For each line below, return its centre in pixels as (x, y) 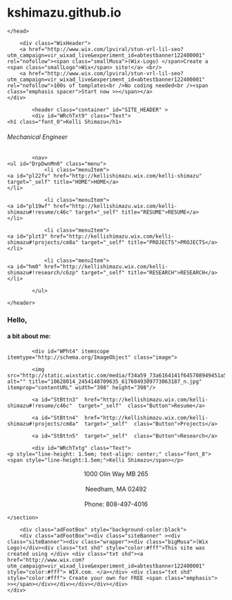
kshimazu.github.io (64, 13)
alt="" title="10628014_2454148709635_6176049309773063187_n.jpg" (105, 382)
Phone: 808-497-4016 (116, 504)
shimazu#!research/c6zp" (43, 272)
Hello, (17, 319)
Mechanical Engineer (37, 137)
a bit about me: (29, 336)
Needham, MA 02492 (116, 489)
